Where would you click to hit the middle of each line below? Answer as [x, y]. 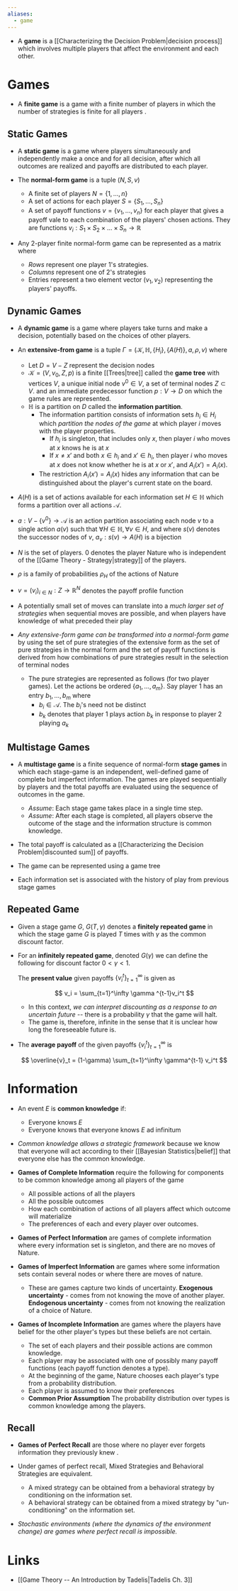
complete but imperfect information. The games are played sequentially [122, 779]
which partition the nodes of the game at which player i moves [130, 424]
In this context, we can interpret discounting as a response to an [123, 1007]
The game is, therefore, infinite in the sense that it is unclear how [123, 1022]
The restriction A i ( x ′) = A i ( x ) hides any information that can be [129, 475]
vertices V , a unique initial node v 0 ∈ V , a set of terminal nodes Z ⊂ [127, 383]
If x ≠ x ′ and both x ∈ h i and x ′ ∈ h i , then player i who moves [138, 456]
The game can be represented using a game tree [89, 865]
